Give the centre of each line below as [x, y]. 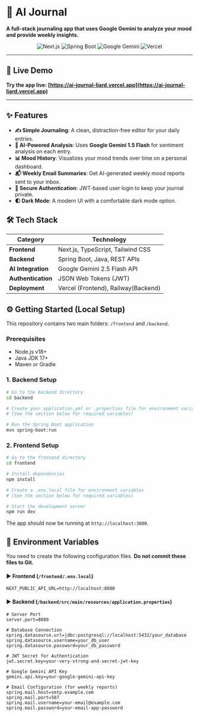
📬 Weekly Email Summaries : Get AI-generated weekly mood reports [99, 173]
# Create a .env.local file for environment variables [75, 490]
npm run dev [21, 512]
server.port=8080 [28, 620]
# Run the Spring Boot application [50, 425]
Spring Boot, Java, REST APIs [99, 259]
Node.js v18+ [31, 352]
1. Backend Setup [32, 380]
